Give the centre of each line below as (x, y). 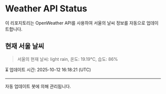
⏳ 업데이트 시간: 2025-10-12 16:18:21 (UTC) (48, 69)
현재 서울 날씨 (25, 46)
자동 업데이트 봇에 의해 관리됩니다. (38, 86)
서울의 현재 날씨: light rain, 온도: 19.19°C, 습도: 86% (68, 59)
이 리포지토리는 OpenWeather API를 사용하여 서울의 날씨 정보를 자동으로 (75, 23)
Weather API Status (46, 9)
